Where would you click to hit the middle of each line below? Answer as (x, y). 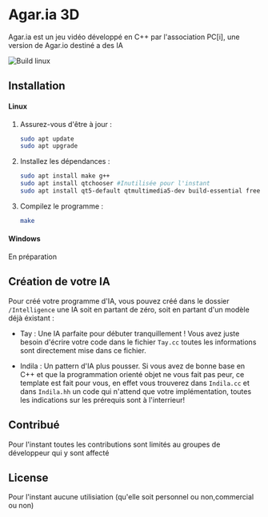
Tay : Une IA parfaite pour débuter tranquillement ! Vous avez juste (130, 333)
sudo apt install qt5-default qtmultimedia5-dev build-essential (131, 191)
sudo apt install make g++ (65, 176)
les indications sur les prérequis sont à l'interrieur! (102, 400)
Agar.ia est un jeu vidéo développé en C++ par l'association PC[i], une (124, 37)
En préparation (33, 257)
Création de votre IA (59, 282)
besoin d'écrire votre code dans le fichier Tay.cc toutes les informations (138, 342)
